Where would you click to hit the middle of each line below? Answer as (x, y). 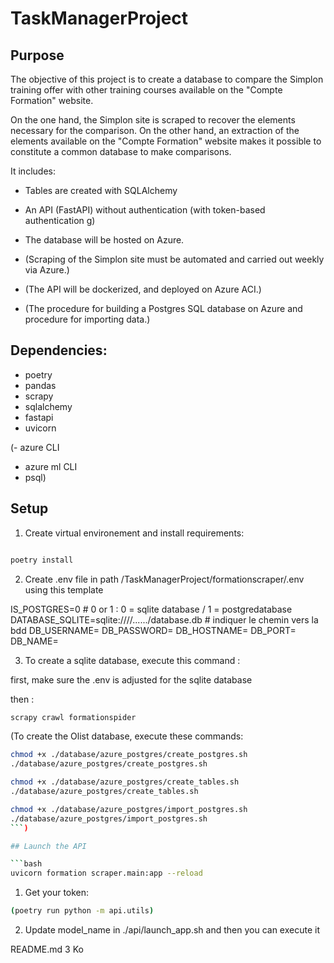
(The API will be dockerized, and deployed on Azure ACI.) (143, 289)
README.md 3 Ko (47, 949)
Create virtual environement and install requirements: (134, 533)
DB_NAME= (34, 641)
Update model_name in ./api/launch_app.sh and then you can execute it (172, 930)
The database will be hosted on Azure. (104, 240)
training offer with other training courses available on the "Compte (146, 90)
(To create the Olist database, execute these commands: (127, 736)
